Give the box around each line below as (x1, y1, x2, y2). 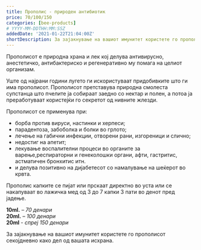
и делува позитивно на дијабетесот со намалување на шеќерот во (14, 164, 186, 171)
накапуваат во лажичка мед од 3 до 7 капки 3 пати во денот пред (6, 188, 175, 195)
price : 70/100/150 (6, 14, 52, 20)
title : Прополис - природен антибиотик (6, 8, 106, 15)
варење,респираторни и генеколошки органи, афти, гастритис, (14, 151, 178, 158)
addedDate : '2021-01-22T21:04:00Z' (6, 31, 95, 37)
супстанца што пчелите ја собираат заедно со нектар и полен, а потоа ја (6, 90, 193, 97)
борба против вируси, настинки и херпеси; (14, 120, 126, 126)
